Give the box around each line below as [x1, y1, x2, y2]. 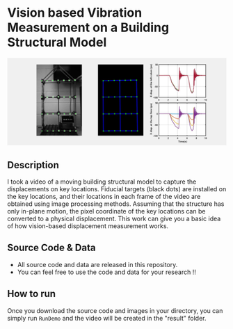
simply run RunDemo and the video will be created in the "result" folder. [7, 314, 207, 322]
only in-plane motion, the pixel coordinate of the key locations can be [7, 207, 206, 216]
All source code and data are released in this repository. [17, 260, 178, 268]
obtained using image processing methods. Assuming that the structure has [7, 200, 225, 208]
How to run [7, 288, 56, 300]
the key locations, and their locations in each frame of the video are [7, 193, 201, 201]
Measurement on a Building [7, 19, 169, 35]
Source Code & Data [7, 242, 96, 254]
